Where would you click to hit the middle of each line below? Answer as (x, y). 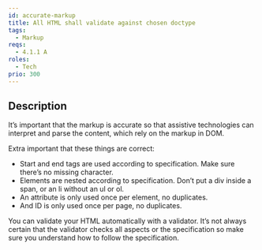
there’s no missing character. (67, 172)
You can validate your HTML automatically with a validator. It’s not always (127, 221)
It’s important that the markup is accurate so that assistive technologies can (131, 125)
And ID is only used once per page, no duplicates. (101, 206)
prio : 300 (24, 74)
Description (37, 106)
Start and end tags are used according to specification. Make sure (127, 164)
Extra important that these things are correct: (82, 149)
